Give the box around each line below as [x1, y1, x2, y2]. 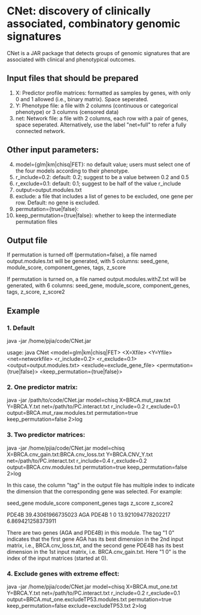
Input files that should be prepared [7, 73, 139, 83]
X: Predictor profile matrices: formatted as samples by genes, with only [15, 89, 191, 97]
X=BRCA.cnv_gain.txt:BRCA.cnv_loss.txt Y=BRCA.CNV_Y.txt [7, 451, 153, 458]
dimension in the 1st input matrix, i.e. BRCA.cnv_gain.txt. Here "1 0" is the [7, 548, 187, 555]
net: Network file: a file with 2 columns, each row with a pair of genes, [15, 114, 188, 122]
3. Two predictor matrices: [7, 430, 86, 439]
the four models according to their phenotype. [15, 167, 130, 174]
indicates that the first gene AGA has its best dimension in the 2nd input [7, 535, 184, 542]
